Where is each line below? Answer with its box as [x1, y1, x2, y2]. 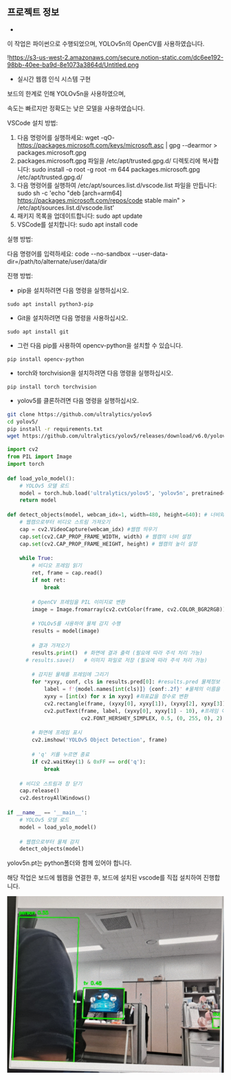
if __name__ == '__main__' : [7, 809, 88, 816]
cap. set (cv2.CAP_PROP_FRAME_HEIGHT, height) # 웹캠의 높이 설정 [19, 540, 197, 548]
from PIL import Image [7, 453, 72, 460]
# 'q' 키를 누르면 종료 [32, 751, 90, 758]
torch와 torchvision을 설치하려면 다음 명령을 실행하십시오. [16, 368, 174, 377]
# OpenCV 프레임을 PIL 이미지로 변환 [32, 599, 126, 605]
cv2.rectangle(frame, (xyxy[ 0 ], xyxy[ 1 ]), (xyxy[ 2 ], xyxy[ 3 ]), [43, 700, 229, 707]
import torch [7, 461, 45, 468]
